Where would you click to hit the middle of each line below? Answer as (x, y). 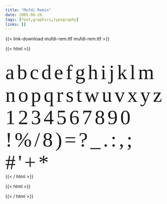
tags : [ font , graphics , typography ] (42, 19)
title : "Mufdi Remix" (28, 10)
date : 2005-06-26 (24, 15)
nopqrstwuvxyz (85, 95)
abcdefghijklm (81, 73)
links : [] (16, 24)
